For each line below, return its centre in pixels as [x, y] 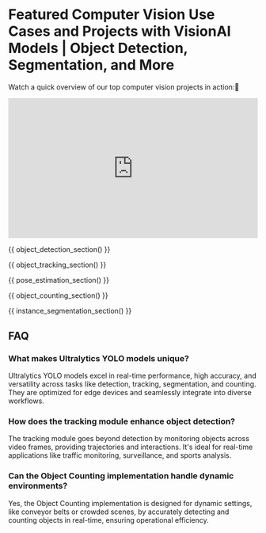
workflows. [27, 401]
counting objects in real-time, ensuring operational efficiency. [108, 520]
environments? [38, 486]
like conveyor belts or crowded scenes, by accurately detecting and [119, 512]
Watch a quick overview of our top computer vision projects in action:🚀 [124, 87]
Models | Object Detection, [98, 48]
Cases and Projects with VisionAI [120, 31]
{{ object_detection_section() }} [59, 249]
